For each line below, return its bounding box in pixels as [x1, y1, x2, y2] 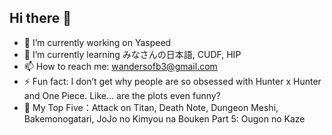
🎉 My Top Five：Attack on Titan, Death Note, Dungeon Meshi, [23, 101, 279, 113]
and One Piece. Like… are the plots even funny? [23, 89, 221, 101]
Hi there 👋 [9, 10, 72, 27]
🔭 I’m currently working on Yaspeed [23, 36, 172, 48]
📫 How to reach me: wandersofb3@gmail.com [23, 60, 218, 72]
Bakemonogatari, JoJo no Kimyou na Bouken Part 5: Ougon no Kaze [23, 112, 306, 125]
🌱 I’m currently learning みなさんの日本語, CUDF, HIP [23, 48, 242, 60]
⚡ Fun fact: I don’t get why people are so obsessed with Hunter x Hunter [23, 75, 322, 87]
